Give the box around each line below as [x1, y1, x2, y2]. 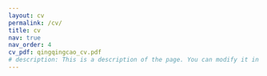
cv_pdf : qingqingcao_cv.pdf [8, 48, 102, 56]
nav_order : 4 [8, 41, 52, 49]
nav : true [8, 33, 42, 42]
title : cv [8, 26, 42, 34]
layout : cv [8, 11, 45, 20]
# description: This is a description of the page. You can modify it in [8, 56, 260, 64]
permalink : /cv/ [8, 19, 62, 27]
